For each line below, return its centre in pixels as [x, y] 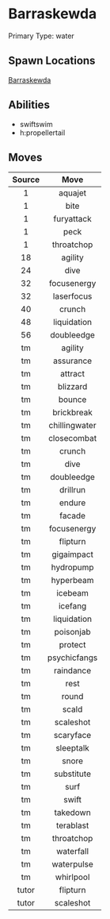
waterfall [73, 851]
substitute [72, 774]
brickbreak [73, 412]
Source [26, 180]
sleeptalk [72, 748]
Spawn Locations [52, 61]
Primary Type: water [42, 36]
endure [72, 503]
